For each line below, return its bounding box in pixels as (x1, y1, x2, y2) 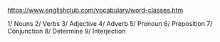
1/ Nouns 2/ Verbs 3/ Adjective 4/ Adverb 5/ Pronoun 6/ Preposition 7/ (7, 20, 213, 27)
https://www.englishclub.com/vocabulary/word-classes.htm (7, 6, 184, 14)
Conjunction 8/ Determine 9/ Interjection (7, 27, 126, 35)
